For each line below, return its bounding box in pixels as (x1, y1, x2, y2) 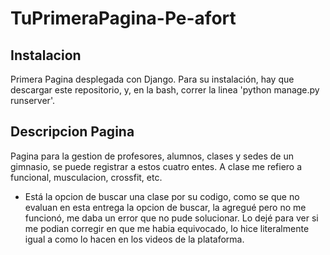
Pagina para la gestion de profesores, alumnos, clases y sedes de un (10, 150, 294, 162)
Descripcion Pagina (10, 123, 135, 141)
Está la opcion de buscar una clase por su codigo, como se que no (24, 190, 300, 202)
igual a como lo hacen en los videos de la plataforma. (24, 233, 245, 245)
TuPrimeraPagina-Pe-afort (10, 7, 237, 30)
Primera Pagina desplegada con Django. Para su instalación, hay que (10, 73, 295, 85)
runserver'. (10, 95, 55, 106)
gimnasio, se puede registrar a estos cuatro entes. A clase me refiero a (10, 160, 303, 172)
